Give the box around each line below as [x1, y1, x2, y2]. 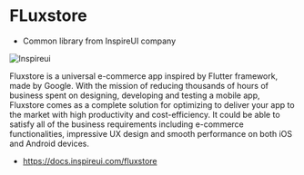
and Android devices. [9, 138, 89, 149]
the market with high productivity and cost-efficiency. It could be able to [9, 109, 280, 120]
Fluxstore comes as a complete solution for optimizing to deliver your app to [9, 99, 295, 110]
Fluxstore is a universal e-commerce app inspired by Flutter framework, [9, 70, 279, 82]
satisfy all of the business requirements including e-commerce [9, 119, 244, 130]
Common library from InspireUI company [22, 35, 177, 46]
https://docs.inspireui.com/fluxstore [22, 155, 157, 166]
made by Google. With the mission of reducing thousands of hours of [9, 80, 269, 91]
